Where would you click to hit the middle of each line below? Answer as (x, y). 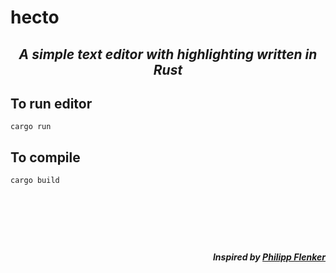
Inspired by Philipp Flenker (269, 257)
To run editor (51, 103)
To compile (45, 157)
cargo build (35, 181)
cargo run (31, 127)
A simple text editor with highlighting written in (168, 54)
